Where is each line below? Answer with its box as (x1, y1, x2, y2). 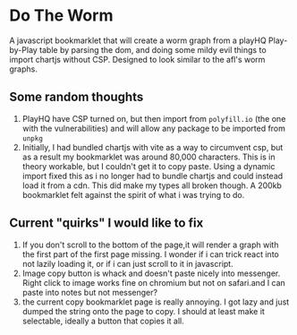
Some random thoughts (9, 90, 144, 105)
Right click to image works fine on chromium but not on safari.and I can (21, 277, 286, 288)
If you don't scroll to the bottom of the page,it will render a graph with (21, 239, 279, 250)
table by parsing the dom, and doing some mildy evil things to (38, 44, 267, 55)
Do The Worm (9, 5, 114, 26)
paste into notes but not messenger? (21, 287, 158, 297)
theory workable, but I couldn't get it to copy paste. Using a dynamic (21, 160, 276, 171)
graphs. (9, 64, 38, 74)
